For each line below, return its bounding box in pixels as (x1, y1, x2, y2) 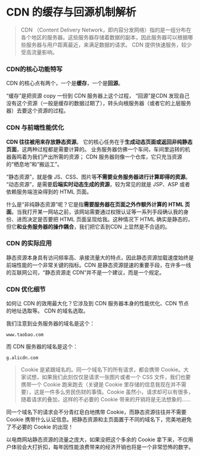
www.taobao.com (6, 332, 44, 338)
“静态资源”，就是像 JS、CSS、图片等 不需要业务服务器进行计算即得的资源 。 (6, 173, 191, 180)
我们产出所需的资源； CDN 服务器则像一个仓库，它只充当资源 (32, 153, 183, 160)
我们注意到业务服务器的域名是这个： (6, 320, 95, 327)
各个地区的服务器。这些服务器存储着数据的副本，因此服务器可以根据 (20, 33, 188, 40)
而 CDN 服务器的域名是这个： (6, 343, 79, 350)
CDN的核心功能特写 (6, 65, 62, 73)
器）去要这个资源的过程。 (6, 107, 69, 114)
